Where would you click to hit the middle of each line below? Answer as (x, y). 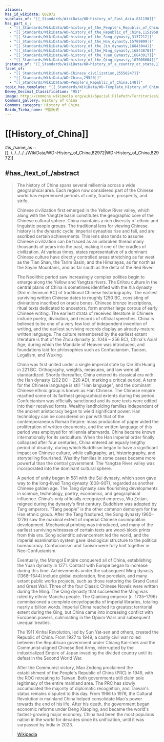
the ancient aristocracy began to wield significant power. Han (79, 411)
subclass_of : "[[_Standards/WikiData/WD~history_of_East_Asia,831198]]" (81, 19)
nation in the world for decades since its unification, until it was (81, 719)
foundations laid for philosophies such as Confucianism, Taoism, (82, 349)
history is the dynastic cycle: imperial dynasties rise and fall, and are (86, 231)
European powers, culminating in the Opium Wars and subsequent (83, 617)
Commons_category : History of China (42, 105)
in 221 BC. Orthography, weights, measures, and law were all (78, 370)
